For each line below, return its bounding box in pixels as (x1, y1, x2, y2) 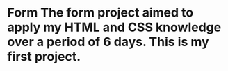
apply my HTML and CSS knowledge (7, 19, 222, 35)
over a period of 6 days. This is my (7, 34, 210, 50)
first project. (7, 49, 81, 65)
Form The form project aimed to (7, 5, 194, 21)
